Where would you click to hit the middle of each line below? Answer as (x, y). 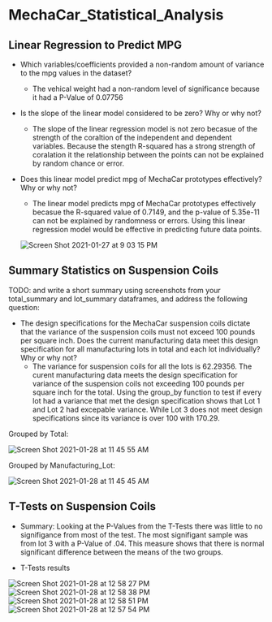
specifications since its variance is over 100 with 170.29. (126, 418)
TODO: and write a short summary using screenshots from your (114, 290)
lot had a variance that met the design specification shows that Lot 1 (146, 400)
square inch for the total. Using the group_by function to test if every (147, 392)
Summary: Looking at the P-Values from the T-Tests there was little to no (141, 526)
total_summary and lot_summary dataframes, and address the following (128, 299)
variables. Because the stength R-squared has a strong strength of (144, 146)
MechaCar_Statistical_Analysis (116, 15)
